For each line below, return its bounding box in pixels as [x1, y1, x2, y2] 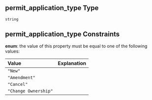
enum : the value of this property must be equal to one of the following [5, 43, 148, 49]
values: [5, 48, 20, 54]
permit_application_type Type [5, 4, 99, 12]
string [5, 17, 19, 21]
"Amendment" [7, 75, 36, 80]
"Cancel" [7, 81, 28, 87]
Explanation [58, 60, 87, 66]
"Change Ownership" [7, 88, 53, 94]
